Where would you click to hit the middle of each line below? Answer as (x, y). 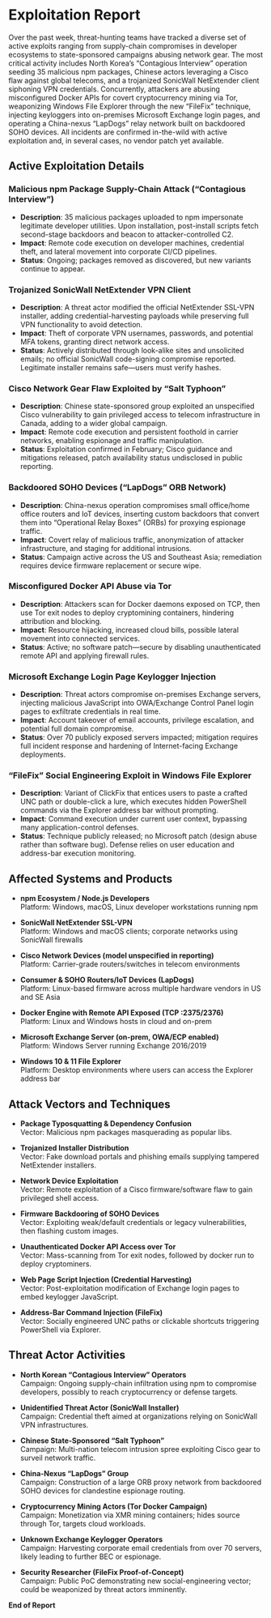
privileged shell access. (59, 1198)
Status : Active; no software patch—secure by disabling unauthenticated (140, 647)
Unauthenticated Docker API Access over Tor (98, 1247)
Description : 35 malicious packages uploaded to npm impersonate (132, 217)
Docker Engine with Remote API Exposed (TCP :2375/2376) (122, 1013)
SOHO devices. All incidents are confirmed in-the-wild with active (118, 132)
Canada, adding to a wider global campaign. (94, 424)
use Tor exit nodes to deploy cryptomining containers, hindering (127, 613)
